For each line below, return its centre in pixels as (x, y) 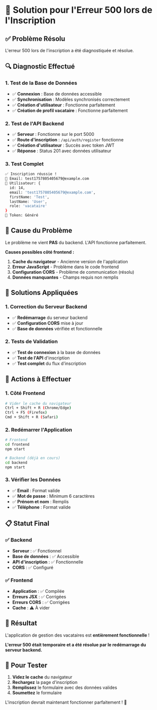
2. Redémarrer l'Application (39, 429)
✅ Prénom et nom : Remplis (40, 501)
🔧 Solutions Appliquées (42, 293)
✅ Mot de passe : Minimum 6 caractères (53, 496)
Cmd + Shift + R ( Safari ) (31, 417)
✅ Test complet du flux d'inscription (49, 363)
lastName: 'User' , (29, 201)
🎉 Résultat (21, 623)
